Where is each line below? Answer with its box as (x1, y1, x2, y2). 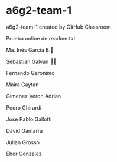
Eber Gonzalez (6, 150, 43, 157)
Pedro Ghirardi (6, 104, 42, 111)
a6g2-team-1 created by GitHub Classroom (6, 23, 111, 30)
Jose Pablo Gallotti (6, 116, 52, 123)
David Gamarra (6, 127, 43, 134)
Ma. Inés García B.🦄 (6, 46, 54, 54)
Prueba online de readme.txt (6, 35, 76, 42)
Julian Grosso (6, 138, 40, 146)
